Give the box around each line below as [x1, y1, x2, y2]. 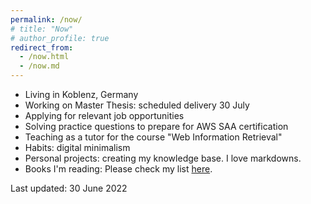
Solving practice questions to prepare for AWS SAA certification [24, 121, 289, 132]
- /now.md [19, 61, 60, 71]
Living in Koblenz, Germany [24, 89, 139, 100]
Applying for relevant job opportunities [24, 110, 185, 121]
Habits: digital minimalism [24, 142, 131, 153]
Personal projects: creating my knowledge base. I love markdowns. [24, 152, 302, 164]
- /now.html [19, 52, 70, 62]
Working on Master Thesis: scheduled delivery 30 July [24, 99, 250, 111]
